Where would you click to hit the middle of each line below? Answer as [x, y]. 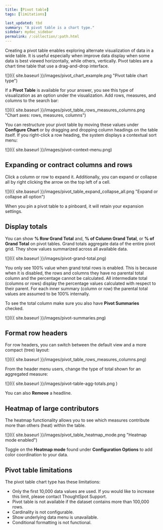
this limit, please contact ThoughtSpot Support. [59, 497]
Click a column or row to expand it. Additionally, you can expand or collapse [81, 177]
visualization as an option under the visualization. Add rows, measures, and [81, 95]
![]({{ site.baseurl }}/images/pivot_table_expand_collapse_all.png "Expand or [81, 191]
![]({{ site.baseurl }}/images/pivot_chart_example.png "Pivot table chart [76, 75]
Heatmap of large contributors [52, 408]
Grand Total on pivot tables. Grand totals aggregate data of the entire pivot [80, 244]
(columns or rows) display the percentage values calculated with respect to [81, 283]
